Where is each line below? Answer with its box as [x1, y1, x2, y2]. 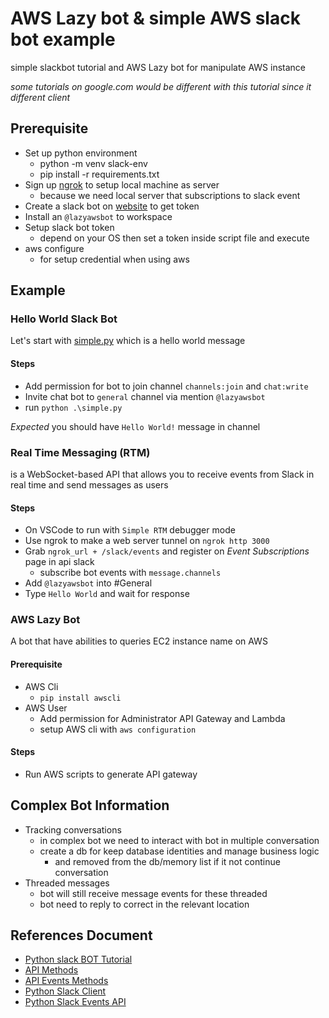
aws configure [24, 242, 85, 254]
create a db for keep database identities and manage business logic [39, 845, 320, 857]
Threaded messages [24, 877, 110, 889]
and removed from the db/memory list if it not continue [54, 855, 281, 867]
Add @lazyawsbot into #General [24, 577, 153, 589]
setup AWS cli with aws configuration [39, 723, 197, 735]
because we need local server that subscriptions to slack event [39, 189, 301, 201]
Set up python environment [24, 147, 138, 159]
